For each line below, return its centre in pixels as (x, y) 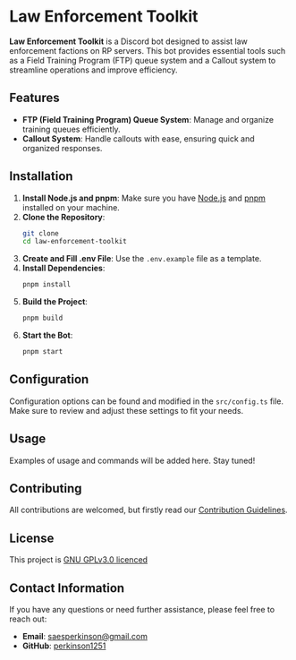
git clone (41, 233)
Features (34, 98)
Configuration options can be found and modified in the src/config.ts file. (147, 401)
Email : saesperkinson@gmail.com (85, 636)
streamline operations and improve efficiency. (93, 70)
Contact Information (67, 588)
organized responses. (62, 148)
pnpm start (42, 352)
